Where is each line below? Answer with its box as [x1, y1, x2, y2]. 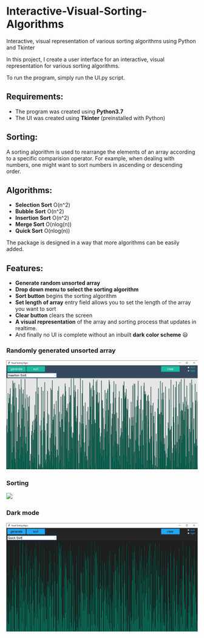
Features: [6, 263, 44, 274]
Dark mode [6, 509, 39, 517]
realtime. [15, 325, 38, 332]
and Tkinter [6, 44, 35, 51]
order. [6, 168, 21, 175]
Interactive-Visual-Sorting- [6, 4, 148, 18]
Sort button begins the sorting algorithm [15, 292, 117, 300]
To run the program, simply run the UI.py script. [6, 74, 126, 81]
